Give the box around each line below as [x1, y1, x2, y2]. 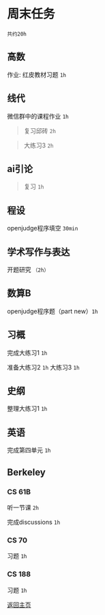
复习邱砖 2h [23, 126, 57, 134]
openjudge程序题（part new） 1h [7, 306, 98, 315]
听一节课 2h [7, 503, 40, 511]
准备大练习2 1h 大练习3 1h [7, 363, 80, 371]
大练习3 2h [23, 141, 54, 149]
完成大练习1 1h [7, 348, 48, 357]
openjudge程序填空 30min [7, 224, 78, 232]
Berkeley [7, 466, 46, 478]
